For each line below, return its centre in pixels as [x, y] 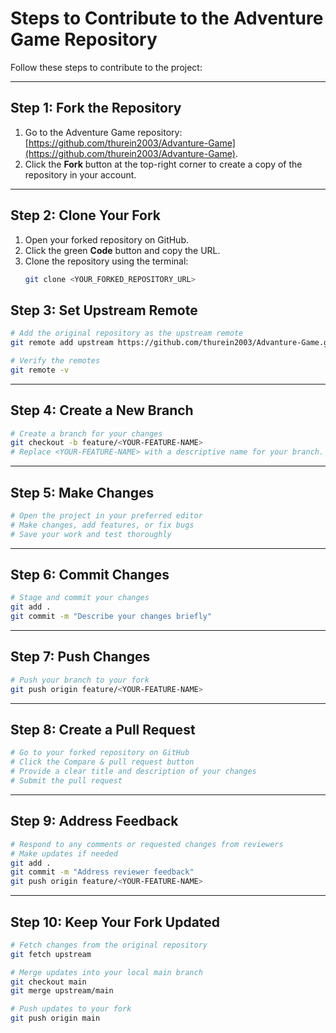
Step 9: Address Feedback [94, 821]
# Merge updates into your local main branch [106, 972]
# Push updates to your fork [71, 1009]
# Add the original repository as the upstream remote [127, 333]
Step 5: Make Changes [82, 492]
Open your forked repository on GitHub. [107, 239]
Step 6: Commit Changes [90, 575]
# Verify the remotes [55, 361]
